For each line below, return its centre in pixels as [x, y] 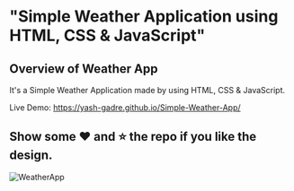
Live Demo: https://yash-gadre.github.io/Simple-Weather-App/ [125, 108]
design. [31, 156]
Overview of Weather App [84, 69]
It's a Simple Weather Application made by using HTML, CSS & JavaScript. [147, 90]
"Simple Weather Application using [144, 17]
